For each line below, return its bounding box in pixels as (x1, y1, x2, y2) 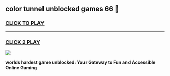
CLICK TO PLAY (5, 20, 45, 27)
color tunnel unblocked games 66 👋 (5, 5, 120, 13)
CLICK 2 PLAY (5, 38, 40, 45)
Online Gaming (5, 64, 37, 70)
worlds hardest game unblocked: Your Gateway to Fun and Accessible (5, 59, 156, 65)
